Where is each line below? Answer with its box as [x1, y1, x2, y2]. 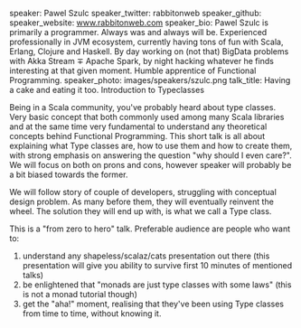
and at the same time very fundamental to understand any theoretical [9, 121, 268, 132]
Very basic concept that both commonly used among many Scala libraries [9, 112, 285, 122]
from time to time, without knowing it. [22, 308, 162, 319]
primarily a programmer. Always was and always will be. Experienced [9, 27, 268, 37]
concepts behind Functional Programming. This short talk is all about [9, 131, 265, 141]
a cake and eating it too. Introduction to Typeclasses [9, 85, 205, 95]
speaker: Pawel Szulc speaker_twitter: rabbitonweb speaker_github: [9, 8, 262, 18]
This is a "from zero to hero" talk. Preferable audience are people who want [9, 223, 291, 234]
